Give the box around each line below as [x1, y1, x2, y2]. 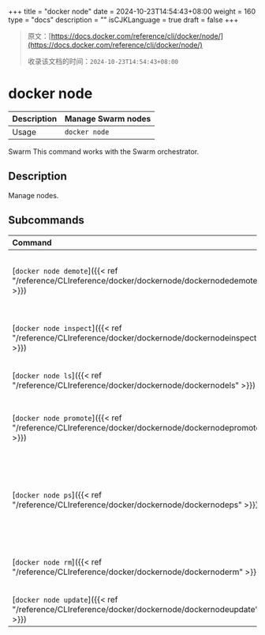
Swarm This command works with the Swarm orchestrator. [8, 146, 200, 156]
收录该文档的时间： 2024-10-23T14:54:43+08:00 [27, 57, 179, 66]
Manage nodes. [8, 190, 59, 200]
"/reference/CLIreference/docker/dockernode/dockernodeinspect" [12, 332, 261, 343]
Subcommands [8, 213, 84, 227]
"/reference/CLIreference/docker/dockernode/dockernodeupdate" [12, 603, 259, 614]
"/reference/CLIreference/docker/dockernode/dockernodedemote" [12, 275, 262, 286]
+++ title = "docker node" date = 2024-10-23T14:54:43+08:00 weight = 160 [8, 7, 256, 16]
